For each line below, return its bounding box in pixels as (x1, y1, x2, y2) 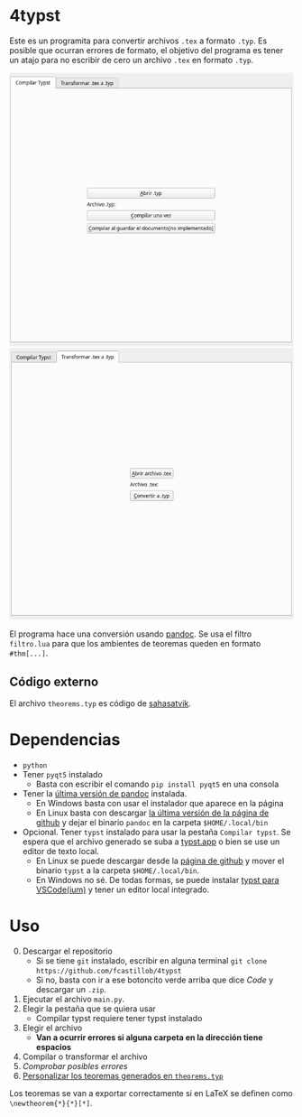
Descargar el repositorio (22, 945, 113, 956)
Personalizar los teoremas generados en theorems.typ (22, 1070, 224, 1081)
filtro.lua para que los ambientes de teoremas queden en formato (9, 638, 261, 649)
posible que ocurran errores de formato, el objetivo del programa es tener (9, 44, 284, 55)
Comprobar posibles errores (22, 1060, 128, 1071)
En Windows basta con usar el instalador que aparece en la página (35, 797, 284, 808)
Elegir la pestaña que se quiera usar (22, 1003, 156, 1014)
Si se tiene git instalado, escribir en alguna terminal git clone (35, 954, 268, 966)
